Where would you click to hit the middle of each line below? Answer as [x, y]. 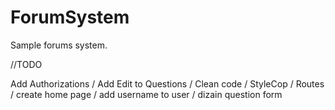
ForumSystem [70, 17]
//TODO [26, 64]
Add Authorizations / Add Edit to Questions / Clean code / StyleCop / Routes [167, 83]
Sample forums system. [59, 45]
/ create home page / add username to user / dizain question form [146, 94]
